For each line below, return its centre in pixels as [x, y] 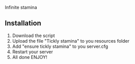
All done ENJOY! [30, 57]
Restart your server [32, 52]
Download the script [33, 36]
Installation [23, 23]
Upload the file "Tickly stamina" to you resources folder [71, 41]
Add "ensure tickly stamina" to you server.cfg [60, 46]
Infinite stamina [21, 7]
